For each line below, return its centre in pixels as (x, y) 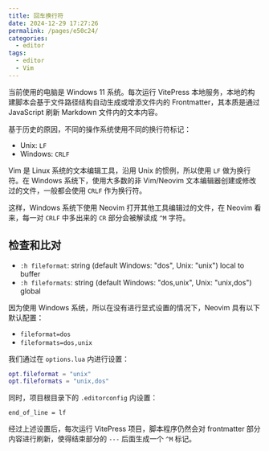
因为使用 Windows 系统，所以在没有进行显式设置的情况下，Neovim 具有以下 (134, 307)
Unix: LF (33, 145)
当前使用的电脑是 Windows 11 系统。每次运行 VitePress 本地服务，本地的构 (132, 92)
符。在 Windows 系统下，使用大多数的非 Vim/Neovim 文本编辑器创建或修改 (132, 180)
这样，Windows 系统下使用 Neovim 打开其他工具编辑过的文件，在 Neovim (130, 207)
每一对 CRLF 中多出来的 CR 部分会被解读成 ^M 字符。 (106, 217)
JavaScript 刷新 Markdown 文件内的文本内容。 (85, 112)
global (31, 291)
